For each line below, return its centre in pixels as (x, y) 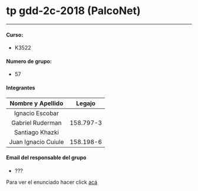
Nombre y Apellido (37, 103)
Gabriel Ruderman (37, 123)
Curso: (15, 35)
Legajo (86, 103)
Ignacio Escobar (36, 113)
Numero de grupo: (29, 61)
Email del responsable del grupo (46, 158)
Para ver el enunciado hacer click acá (52, 182)
